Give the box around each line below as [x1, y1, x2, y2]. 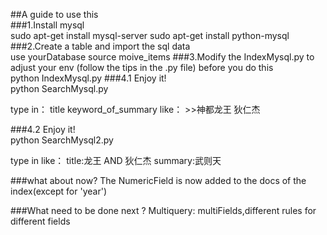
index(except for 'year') [10, 185, 107, 197]
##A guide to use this [10, 9, 99, 20]
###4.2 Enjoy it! [10, 124, 76, 135]
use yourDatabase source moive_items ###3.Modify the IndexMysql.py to [10, 51, 315, 63]
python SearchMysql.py [10, 83, 109, 94]
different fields [10, 215, 71, 227]
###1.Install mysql [10, 19, 85, 31]
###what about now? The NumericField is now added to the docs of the [10, 175, 307, 186]
